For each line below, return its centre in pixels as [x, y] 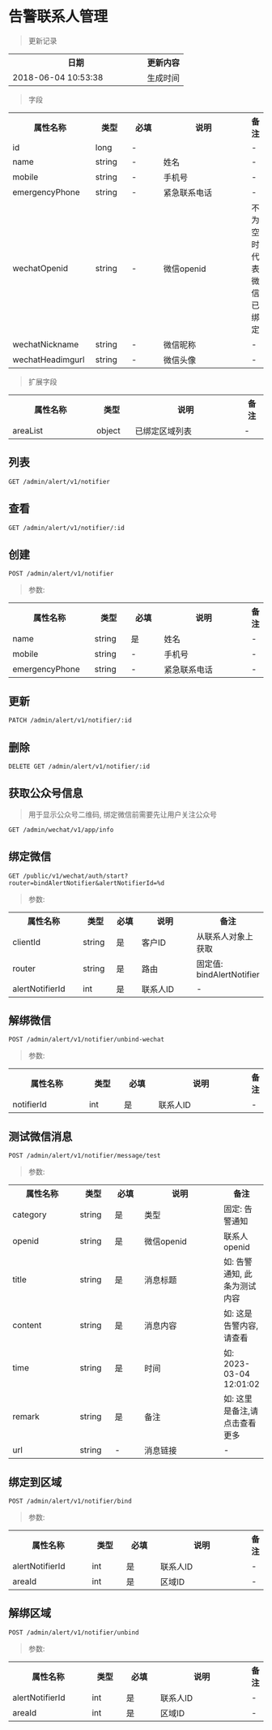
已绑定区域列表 [164, 431]
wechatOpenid [40, 268]
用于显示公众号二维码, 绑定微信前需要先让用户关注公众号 [122, 814]
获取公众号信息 [46, 794]
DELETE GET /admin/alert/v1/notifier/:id [79, 766]
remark [26, 1417]
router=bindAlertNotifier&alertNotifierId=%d [86, 883]
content [27, 1326]
